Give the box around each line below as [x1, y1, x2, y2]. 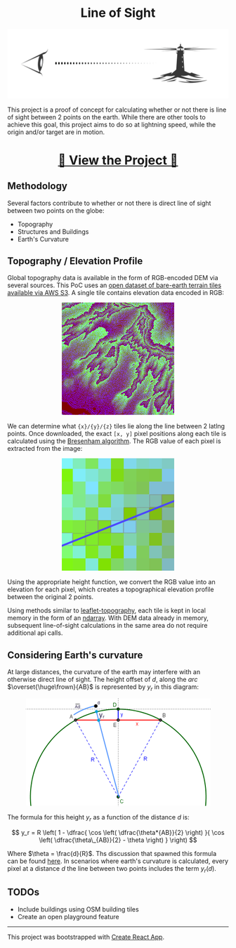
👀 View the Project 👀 [58, 152, 178, 168]
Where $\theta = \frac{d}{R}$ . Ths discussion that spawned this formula [7, 849, 217, 857]
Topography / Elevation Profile [7, 255, 143, 268]
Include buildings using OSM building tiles [17, 904, 139, 914]
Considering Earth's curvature [7, 649, 143, 661]
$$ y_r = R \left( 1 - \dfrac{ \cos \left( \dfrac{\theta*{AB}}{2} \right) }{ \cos [11, 828, 225, 836]
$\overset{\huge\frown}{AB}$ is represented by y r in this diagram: [7, 683, 199, 693]
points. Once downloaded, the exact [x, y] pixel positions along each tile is [7, 430, 227, 438]
